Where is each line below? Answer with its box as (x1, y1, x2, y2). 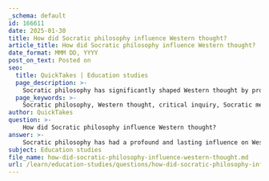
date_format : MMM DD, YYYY (8, 49, 98, 57)
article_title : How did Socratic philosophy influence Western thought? (8, 42, 256, 50)
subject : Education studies (8, 146, 102, 154)
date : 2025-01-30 (8, 26, 66, 34)
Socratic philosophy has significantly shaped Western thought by (22, 86, 249, 95)
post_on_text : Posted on (8, 57, 91, 65)
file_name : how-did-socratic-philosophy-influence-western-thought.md (8, 153, 249, 161)
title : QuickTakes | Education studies (15, 71, 149, 79)
